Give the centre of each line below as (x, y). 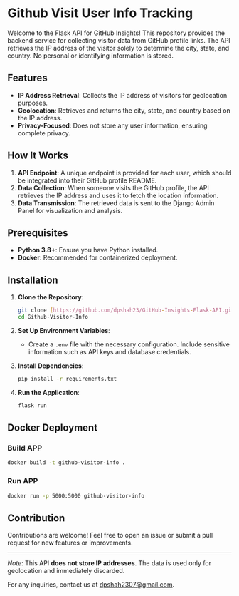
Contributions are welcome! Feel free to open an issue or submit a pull (110, 535)
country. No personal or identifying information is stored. (91, 56)
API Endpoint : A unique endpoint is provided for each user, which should (124, 173)
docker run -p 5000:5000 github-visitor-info (76, 496)
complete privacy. (44, 133)
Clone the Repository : (51, 297)
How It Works (38, 156)
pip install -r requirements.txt (67, 379)
